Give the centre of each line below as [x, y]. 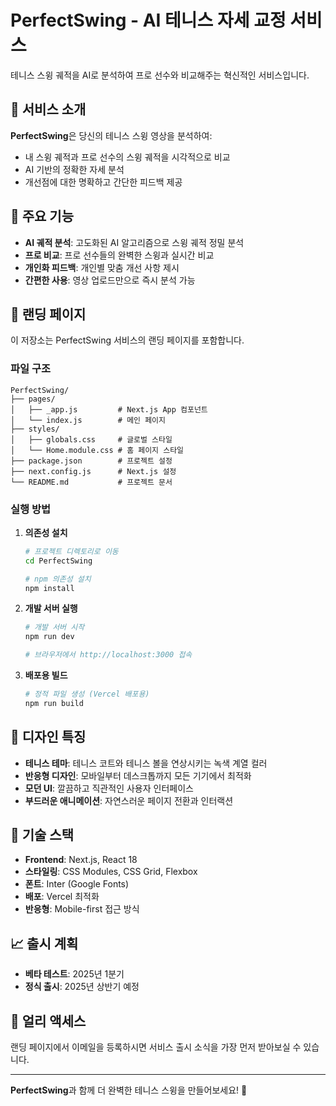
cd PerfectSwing [58, 561]
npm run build [54, 703]
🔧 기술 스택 [42, 835]
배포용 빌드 [46, 675]
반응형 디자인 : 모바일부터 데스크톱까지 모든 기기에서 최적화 [138, 775]
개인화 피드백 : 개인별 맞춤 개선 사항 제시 [102, 267]
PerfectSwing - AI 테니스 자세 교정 [148, 20]
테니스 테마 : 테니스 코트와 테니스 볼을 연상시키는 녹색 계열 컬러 [146, 763]
